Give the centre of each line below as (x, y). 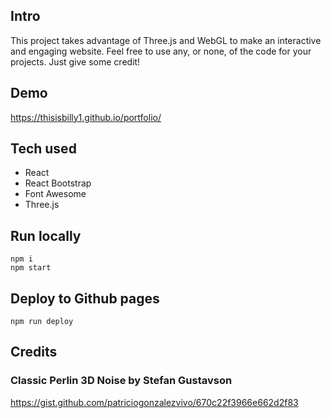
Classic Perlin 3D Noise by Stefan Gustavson (121, 381)
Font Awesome (55, 194)
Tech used (43, 149)
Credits (34, 352)
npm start (31, 268)
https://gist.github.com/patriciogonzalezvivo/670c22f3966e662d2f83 (154, 402)
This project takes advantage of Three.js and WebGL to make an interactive (166, 40)
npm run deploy (42, 322)
